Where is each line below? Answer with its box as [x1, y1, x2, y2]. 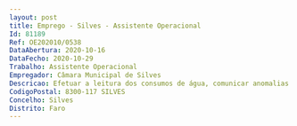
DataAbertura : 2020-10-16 [9, 46, 105, 55]
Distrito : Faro [9, 104, 66, 113]
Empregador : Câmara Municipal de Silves [9, 71, 162, 80]
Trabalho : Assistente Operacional [9, 63, 138, 72]
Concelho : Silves [9, 95, 74, 105]
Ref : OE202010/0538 [9, 37, 82, 47]
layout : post [9, 12, 58, 22]
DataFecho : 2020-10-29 [9, 54, 94, 63]
